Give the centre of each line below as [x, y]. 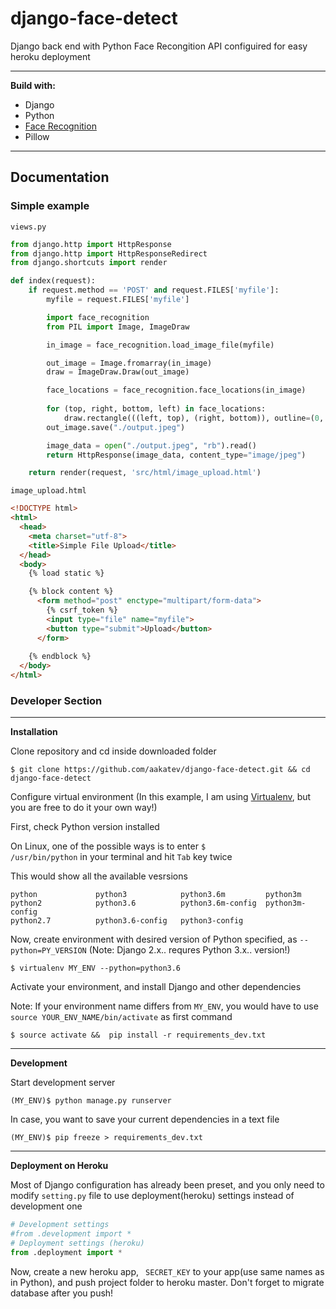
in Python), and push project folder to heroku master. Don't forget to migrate [167, 1282]
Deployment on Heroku [59, 1166]
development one [46, 1206]
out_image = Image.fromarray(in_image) [129, 363]
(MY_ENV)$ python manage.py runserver [91, 1101]
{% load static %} [66, 573]
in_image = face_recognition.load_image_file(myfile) [160, 345]
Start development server [63, 1083]
